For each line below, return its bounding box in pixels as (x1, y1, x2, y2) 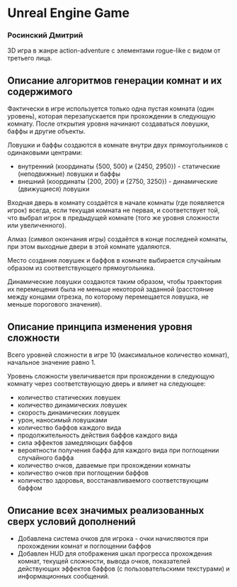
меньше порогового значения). (7, 300, 103, 309)
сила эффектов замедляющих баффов (17, 439, 133, 447)
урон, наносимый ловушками (17, 416, 108, 424)
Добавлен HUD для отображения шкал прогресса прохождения (17, 549, 212, 558)
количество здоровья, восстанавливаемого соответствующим (17, 476, 209, 485)
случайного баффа (17, 454, 74, 462)
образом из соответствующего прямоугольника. (7, 264, 156, 273)
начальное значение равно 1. (7, 358, 96, 367)
